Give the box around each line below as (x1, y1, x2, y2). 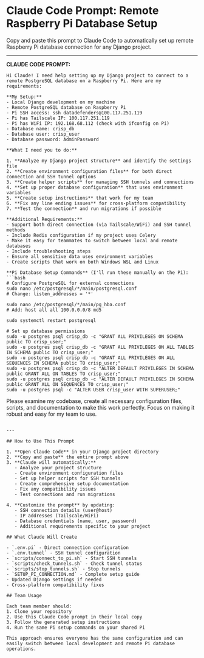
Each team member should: (6, 603, 72, 609)
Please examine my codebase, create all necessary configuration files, (6, 397, 183, 405)
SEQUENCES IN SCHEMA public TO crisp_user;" (6, 360, 121, 366)
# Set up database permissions (6, 328, 86, 334)
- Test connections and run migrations (14, 491, 115, 497)
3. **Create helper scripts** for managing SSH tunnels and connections (6, 179, 194, 185)
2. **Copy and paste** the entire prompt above (6, 454, 129, 460)
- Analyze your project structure (14, 464, 102, 471)
